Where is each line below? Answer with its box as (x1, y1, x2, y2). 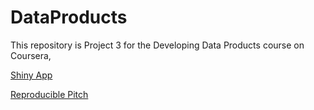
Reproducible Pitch (10, 88, 89, 100)
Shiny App (10, 69, 53, 81)
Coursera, (10, 49, 52, 61)
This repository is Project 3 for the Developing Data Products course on (10, 39, 305, 51)
